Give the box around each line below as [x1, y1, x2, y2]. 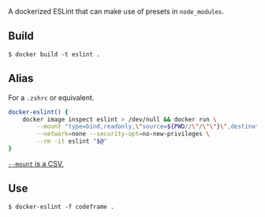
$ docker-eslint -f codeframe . [8, 203, 114, 211]
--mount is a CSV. [8, 159, 65, 168]
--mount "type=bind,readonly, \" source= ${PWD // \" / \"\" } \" [36, 122, 227, 131]
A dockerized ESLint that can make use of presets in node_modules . [8, 7, 225, 16]
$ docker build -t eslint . [8, 51, 101, 58]
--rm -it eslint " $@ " [36, 137, 108, 145]
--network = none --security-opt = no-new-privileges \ [36, 130, 211, 138]
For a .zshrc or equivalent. [8, 92, 95, 102]
